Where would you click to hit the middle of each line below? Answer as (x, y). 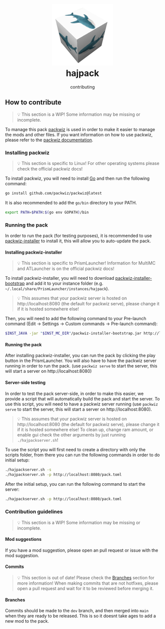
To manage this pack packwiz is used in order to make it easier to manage (80, 129)
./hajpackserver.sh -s (28, 469)
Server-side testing (25, 382)
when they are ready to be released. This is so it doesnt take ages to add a (81, 616)
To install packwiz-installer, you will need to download (60, 278)
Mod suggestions (23, 539)
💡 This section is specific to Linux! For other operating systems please (88, 164)
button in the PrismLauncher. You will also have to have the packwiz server (81, 361)
